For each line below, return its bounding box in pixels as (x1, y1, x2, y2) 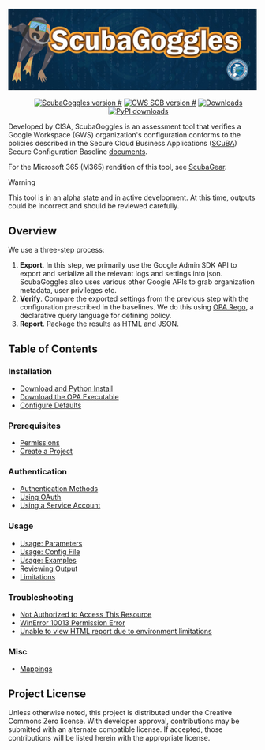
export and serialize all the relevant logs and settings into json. (19, 269, 223, 279)
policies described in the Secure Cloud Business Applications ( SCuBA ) (8, 139, 238, 148)
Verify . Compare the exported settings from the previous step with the (19, 294, 249, 304)
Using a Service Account (19, 501, 101, 510)
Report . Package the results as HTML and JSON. (19, 319, 179, 328)
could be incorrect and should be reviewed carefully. (8, 201, 180, 211)
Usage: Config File (19, 546, 80, 557)
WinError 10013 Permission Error (19, 618, 125, 628)
